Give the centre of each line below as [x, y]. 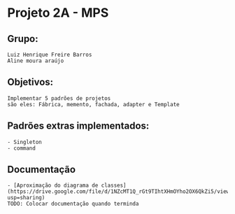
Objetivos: [30, 82]
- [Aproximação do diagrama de [53, 186]
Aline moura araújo [36, 61]
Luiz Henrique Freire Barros [50, 55]
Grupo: [23, 39]
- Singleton [24, 142]
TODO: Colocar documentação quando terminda [73, 204]
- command [22, 148]
